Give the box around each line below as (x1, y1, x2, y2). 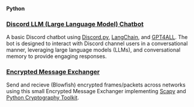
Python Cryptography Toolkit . (6, 94, 79, 102)
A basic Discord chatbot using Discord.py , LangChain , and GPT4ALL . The (6, 33, 188, 40)
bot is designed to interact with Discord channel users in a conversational (6, 40, 188, 47)
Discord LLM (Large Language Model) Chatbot (6, 20, 144, 28)
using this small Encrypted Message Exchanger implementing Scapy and (6, 88, 186, 95)
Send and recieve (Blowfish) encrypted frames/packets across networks (6, 81, 186, 88)
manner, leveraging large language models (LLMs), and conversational (6, 46, 181, 53)
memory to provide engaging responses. (6, 52, 107, 60)
